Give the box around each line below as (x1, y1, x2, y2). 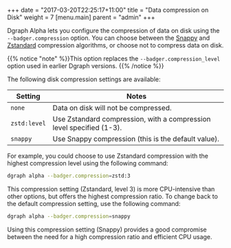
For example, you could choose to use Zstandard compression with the (7, 152, 208, 160)
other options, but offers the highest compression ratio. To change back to (7, 192, 219, 200)
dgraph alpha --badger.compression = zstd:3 (7, 172, 131, 179)
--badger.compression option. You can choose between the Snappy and (7, 34, 210, 42)
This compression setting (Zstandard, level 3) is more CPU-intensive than (7, 185, 215, 193)
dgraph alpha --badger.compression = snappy (7, 213, 131, 220)
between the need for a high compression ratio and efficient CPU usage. (7, 232, 212, 240)
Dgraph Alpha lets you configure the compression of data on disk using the (7, 27, 220, 34)
